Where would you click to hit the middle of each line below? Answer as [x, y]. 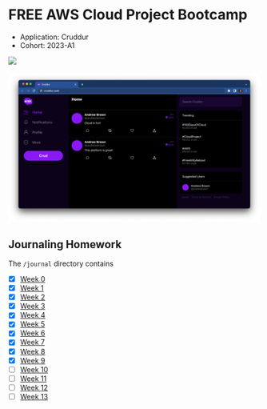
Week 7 [32, 343]
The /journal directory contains [61, 264]
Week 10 [34, 369]
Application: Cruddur [54, 37]
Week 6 [32, 333]
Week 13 [34, 396]
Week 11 [33, 379]
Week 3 [32, 307]
